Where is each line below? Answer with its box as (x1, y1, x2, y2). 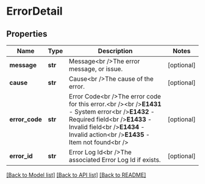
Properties (6, 29, 48, 39)
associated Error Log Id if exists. (69, 156, 161, 164)
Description (98, 47, 133, 55)
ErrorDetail (6, 4, 63, 18)
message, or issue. (69, 65, 123, 73)
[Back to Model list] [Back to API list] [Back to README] (6, 171, 146, 178)
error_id (9, 152, 33, 160)
